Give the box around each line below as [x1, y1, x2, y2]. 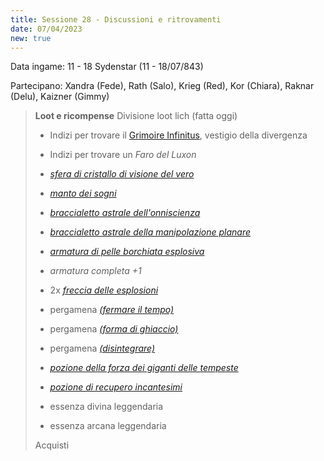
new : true [10, 33, 52, 43]
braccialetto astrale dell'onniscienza [49, 207, 201, 219]
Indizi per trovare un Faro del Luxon [49, 149, 197, 161]
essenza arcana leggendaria [49, 420, 167, 432]
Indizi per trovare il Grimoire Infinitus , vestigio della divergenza [49, 129, 308, 141]
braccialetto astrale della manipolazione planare [49, 226, 252, 238]
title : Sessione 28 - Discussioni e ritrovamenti [10, 14, 222, 25]
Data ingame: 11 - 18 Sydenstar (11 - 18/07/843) [10, 61, 204, 73]
